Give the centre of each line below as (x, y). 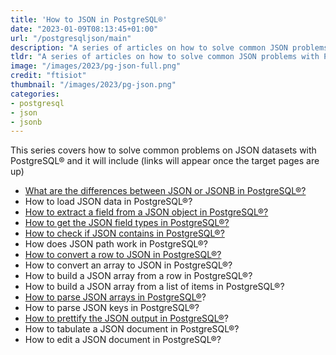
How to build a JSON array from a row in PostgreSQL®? (138, 276)
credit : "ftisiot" (48, 76)
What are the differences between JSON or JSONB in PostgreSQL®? (165, 191)
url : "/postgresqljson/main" (71, 38)
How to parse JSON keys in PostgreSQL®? (112, 308)
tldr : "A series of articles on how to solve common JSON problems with (165, 57)
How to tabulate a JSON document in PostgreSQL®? (132, 329)
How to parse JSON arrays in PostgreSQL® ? (115, 297)
